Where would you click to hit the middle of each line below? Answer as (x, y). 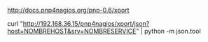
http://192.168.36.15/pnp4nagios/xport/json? (86, 23)
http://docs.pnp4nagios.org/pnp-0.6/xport (68, 10)
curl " (15, 23)
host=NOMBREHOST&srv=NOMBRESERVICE (72, 31)
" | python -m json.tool (168, 31)
